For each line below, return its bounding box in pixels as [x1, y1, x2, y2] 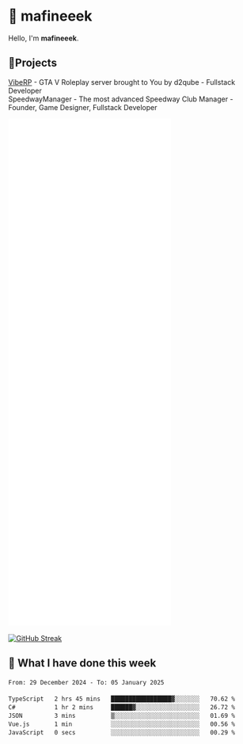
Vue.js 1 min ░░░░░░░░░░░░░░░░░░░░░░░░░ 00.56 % [8, 720, 236, 728]
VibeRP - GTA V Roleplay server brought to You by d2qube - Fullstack [8, 77, 236, 86]
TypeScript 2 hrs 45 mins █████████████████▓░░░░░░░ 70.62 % [8, 695, 236, 704]
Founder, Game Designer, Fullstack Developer [8, 102, 158, 112]
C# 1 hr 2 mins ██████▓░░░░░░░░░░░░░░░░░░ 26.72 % [8, 704, 236, 712]
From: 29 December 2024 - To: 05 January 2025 [8, 678, 165, 686]
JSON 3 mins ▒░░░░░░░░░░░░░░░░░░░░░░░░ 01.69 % [8, 712, 236, 720]
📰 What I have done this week [8, 657, 157, 670]
